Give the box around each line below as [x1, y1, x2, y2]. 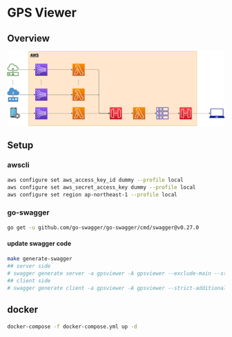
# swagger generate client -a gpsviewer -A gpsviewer [7, 284, 166, 291]
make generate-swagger [7, 255, 72, 262]
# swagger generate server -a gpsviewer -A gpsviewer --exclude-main [7, 270, 212, 277]
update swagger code [7, 239, 72, 247]
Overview [7, 33, 50, 44]
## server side [7, 263, 51, 270]
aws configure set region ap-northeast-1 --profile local [7, 192, 177, 199]
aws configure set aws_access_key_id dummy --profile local [7, 176, 184, 184]
